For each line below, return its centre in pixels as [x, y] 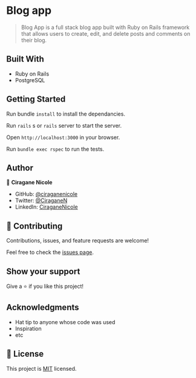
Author [20, 168]
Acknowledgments [43, 308]
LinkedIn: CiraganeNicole [46, 207]
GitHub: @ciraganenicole [46, 194]
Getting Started [36, 99]
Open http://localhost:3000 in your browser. [63, 137]
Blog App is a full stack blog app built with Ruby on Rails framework [105, 27]
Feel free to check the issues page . [50, 252]
